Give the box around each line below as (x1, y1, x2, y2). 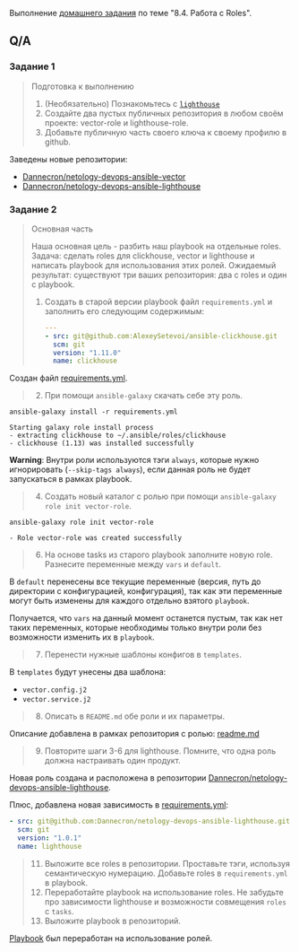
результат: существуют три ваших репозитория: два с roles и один (30, 269, 287, 280)
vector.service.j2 (21, 695, 91, 704)
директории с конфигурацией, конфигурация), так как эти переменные (9, 586, 283, 597)
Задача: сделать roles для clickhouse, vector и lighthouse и (30, 250, 255, 261)
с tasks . (44, 905, 74, 916)
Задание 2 (9, 203, 57, 215)
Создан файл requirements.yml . (9, 372, 128, 384)
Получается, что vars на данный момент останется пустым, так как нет (9, 613, 284, 624)
